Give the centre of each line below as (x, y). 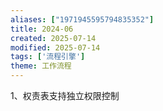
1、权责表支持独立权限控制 (65, 95)
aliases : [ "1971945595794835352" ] (82, 19)
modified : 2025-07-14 (55, 47)
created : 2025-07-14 (53, 38)
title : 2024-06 (42, 29)
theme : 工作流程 (41, 66)
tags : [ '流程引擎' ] (48, 57)
